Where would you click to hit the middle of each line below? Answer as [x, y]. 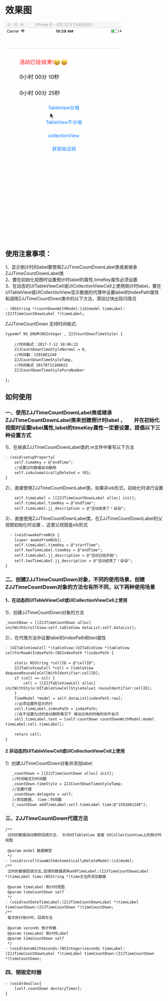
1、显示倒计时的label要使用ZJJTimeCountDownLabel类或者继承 [71, 267]
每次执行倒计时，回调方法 [30, 918]
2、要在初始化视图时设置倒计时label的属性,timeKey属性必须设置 [71, 279]
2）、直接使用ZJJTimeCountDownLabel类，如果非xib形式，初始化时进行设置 [84, 488]
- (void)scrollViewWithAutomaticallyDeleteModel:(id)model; [70, 861]
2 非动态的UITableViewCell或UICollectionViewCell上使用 [65, 751]
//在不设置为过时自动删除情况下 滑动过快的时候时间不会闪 [67, 714]
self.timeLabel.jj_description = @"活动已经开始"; [66, 556]
